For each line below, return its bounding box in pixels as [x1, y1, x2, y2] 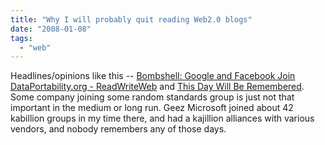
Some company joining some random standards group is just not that [10, 91, 295, 103]
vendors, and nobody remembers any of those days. [10, 123, 227, 135]
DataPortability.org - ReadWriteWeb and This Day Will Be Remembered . [10, 81, 305, 93]
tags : [10, 33, 33, 43]
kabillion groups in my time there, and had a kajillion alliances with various [10, 112, 315, 125]
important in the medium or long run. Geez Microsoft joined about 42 [10, 102, 294, 114]
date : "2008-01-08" [10, 24, 92, 34]
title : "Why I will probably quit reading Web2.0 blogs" [10, 14, 253, 25]
